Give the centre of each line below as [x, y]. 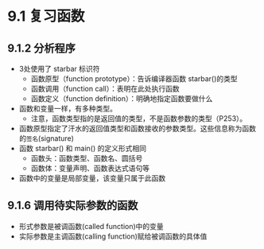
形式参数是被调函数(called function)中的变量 [91, 226]
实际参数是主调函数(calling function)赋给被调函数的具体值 [113, 236]
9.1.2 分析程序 [42, 48]
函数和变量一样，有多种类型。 [68, 109]
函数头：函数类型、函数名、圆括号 [87, 158]
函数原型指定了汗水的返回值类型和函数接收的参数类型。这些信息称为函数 [137, 128]
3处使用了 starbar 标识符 [59, 69]
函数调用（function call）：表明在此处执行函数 [105, 89]
